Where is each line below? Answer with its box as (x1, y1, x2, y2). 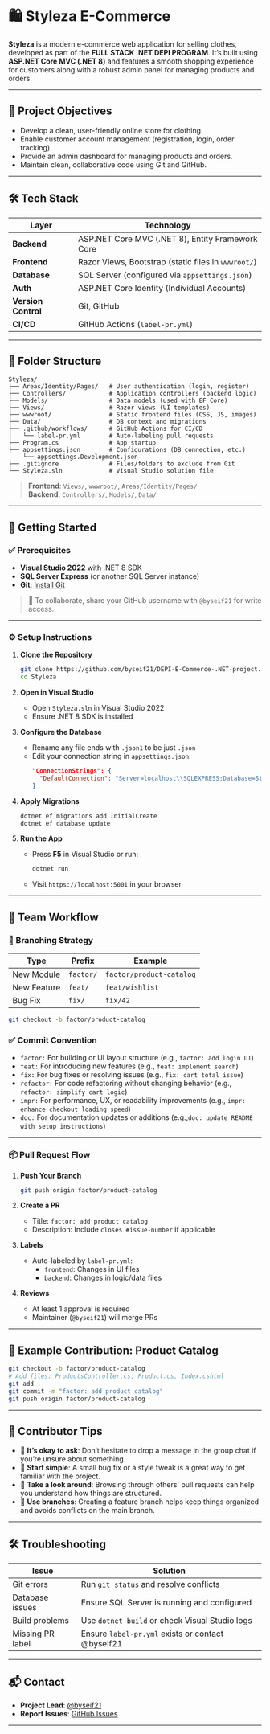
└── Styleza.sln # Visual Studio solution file (8, 467, 215, 475)
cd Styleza (19, 673, 57, 681)
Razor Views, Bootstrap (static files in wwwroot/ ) (77, 256, 257, 267)
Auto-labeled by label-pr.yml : (31, 1256, 133, 1265)
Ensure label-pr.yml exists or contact (80, 1628, 223, 1639)
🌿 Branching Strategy (8, 934, 94, 945)
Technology (144, 219, 191, 231)
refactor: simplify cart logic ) (19, 1087, 128, 1097)
